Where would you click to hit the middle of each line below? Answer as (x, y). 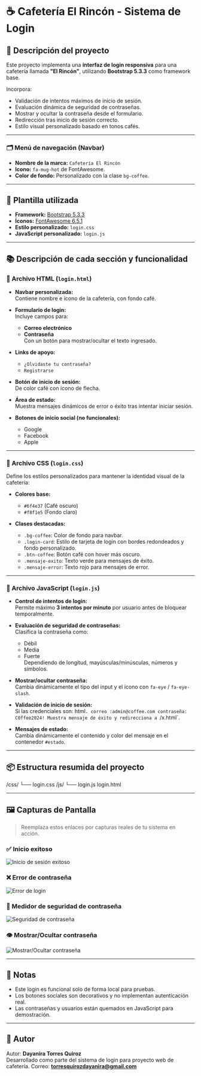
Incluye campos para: (42, 316)
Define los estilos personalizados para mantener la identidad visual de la (95, 476)
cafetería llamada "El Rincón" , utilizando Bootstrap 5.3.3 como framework (98, 71)
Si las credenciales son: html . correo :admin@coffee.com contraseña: (101, 711)
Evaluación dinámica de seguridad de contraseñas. (78, 107)
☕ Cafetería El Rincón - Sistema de (94, 12)
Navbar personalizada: (44, 292)
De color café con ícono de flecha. (57, 388)
